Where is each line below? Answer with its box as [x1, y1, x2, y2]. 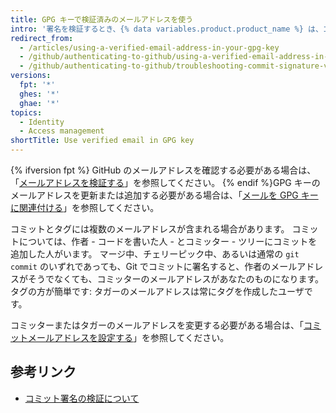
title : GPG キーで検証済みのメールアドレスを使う [10, 14, 194, 25]
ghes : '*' [19, 89, 60, 99]
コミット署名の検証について [24, 392, 140, 404]
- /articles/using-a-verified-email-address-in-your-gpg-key [19, 42, 280, 53]
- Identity [19, 117, 65, 127]
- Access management [19, 126, 105, 136]
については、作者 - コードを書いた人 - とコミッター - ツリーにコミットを [18, 236, 318, 247]
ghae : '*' [19, 98, 60, 108]
